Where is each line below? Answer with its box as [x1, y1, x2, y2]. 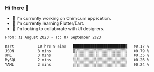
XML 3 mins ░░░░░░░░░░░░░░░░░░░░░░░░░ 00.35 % [5, 53, 150, 58]
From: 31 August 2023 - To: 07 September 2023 [5, 35, 101, 40]
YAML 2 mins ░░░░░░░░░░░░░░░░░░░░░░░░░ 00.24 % [5, 62, 150, 67]
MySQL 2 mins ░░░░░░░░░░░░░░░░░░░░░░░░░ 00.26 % [5, 57, 150, 62]
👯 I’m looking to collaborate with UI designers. [12, 26, 105, 32]
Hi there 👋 [5, 4, 29, 11]
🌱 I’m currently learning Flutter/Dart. [12, 20, 84, 26]
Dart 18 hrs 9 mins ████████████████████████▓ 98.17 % [5, 44, 150, 49]
